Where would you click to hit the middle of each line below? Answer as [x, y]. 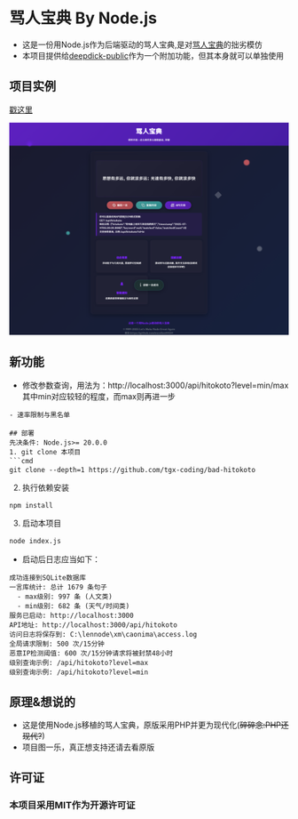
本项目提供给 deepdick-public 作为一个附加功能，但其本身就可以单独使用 [153, 55]
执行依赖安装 [45, 487]
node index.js [35, 542]
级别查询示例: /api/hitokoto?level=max [79, 663]
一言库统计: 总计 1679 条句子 [59, 588]
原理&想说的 [43, 702]
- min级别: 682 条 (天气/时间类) [74, 606]
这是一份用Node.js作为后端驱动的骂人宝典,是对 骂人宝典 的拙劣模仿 [142, 44]
